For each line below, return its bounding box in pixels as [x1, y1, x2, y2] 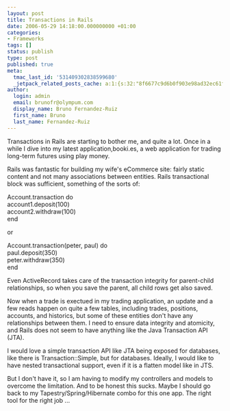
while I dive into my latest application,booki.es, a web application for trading [7, 145, 221, 153]
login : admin [13, 93, 51, 100]
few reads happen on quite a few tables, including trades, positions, [7, 304, 199, 312]
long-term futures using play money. [7, 151, 110, 160]
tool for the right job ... [7, 396, 71, 404]
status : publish [7, 49, 53, 55]
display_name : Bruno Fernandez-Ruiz [13, 105, 118, 112]
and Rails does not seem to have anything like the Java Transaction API [7, 326, 208, 334]
